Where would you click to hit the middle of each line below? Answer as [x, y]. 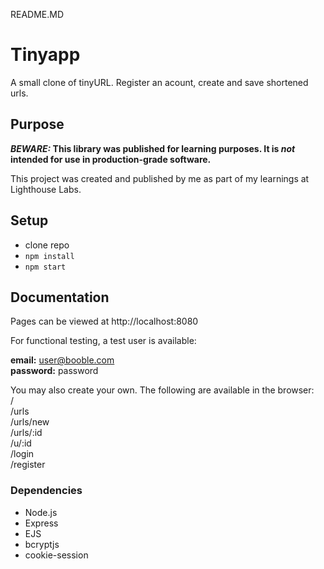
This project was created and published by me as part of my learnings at [160, 178]
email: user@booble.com [62, 360]
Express [41, 523]
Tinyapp [45, 55]
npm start [45, 267]
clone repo [47, 245]
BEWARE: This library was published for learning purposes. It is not [153, 148]
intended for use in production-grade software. [111, 159]
